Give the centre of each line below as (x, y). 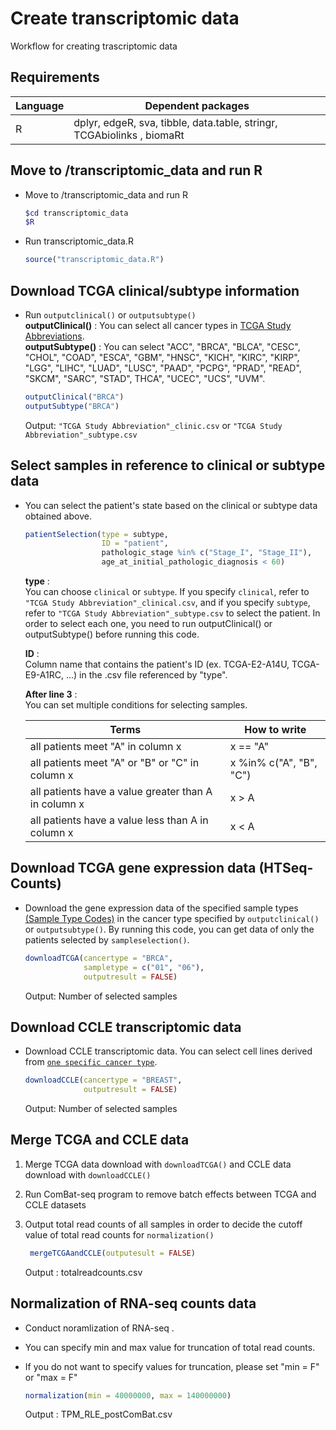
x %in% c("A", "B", (273, 763)
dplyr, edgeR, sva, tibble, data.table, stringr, (175, 122)
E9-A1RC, (44, 675)
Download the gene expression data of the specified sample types (161, 908)
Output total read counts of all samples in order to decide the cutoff (163, 1224)
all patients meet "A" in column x (105, 747)
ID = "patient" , (135, 543)
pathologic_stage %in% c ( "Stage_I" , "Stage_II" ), (207, 553)
